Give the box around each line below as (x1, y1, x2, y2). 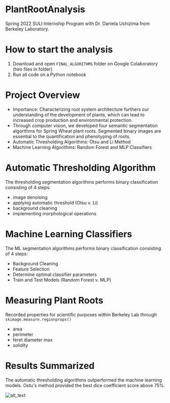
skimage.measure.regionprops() (5, 317, 72, 322)
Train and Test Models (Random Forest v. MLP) (12, 276, 111, 283)
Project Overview (5, 89, 80, 101)
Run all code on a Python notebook (12, 71, 87, 78)
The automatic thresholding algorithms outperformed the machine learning (5, 376, 162, 383)
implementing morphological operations (12, 210, 97, 216)
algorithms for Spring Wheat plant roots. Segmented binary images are (12, 128, 161, 134)
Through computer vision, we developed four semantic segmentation (12, 122, 158, 129)
